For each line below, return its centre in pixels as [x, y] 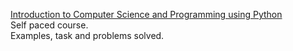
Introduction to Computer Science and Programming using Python [146, 14]
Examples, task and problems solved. [87, 35]
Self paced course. [49, 25]
